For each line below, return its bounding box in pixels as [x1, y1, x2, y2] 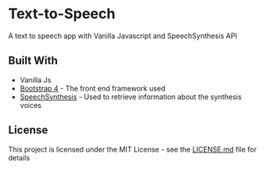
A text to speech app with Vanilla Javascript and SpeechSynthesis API [8, 31, 238, 40]
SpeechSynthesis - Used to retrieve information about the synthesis [19, 92, 242, 102]
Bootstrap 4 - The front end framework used [19, 83, 166, 93]
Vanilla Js [19, 75, 52, 84]
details [8, 152, 30, 163]
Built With [8, 54, 58, 67]
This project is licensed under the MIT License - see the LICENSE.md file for [8, 144, 257, 154]
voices [19, 100, 42, 109]
